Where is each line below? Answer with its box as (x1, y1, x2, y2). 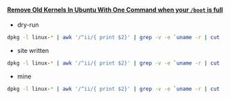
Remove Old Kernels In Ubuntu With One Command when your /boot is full (7, 5, 223, 14)
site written (16, 47, 49, 55)
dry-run (16, 21, 39, 29)
